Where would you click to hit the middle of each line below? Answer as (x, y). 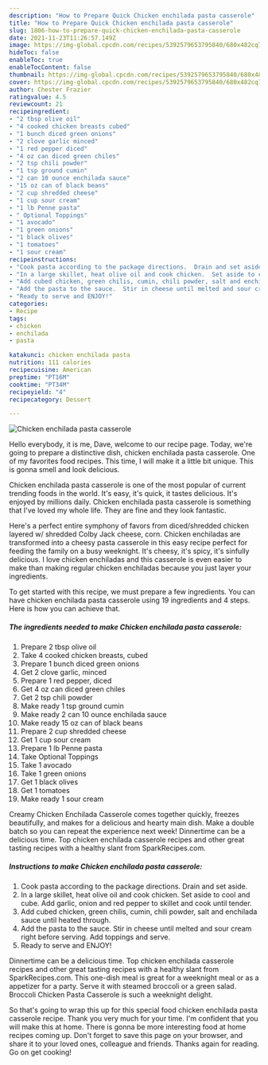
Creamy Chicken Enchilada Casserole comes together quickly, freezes (124, 815)
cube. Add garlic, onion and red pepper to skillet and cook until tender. (136, 904)
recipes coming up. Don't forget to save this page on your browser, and (126, 1036)
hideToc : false (34, 52)
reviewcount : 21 (36, 104)
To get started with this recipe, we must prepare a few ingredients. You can (132, 592)
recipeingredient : (39, 112)
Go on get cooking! (41, 1052)
